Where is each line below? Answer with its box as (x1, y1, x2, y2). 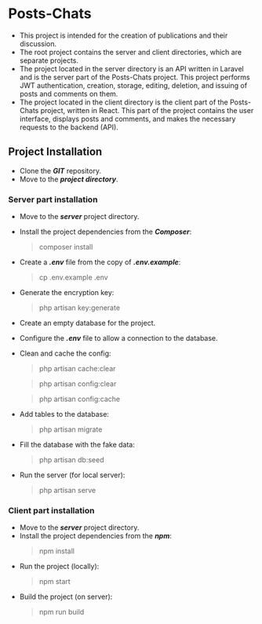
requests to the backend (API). (19, 122, 119, 132)
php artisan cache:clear (38, 364, 116, 374)
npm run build (38, 608, 85, 617)
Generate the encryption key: (19, 288, 115, 297)
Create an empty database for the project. (19, 319, 155, 328)
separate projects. (19, 56, 79, 65)
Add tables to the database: (19, 410, 110, 419)
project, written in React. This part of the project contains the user (40, 105, 254, 115)
